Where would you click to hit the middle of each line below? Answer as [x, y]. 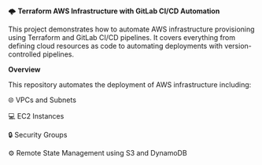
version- [238, 46]
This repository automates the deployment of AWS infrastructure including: [130, 84]
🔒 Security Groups [38, 135]
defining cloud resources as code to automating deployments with [115, 46]
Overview [24, 70]
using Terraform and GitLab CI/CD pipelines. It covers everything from [122, 37]
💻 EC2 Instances [36, 116]
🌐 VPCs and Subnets [42, 100]
